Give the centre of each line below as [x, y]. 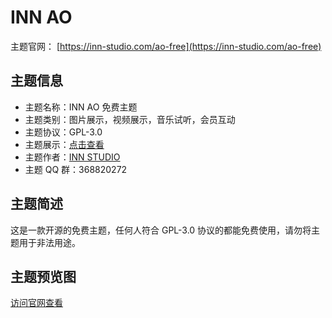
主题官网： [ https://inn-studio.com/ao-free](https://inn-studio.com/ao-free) [166, 46]
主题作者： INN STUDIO [72, 157]
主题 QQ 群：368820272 [76, 169]
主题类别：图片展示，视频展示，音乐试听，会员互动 [130, 119]
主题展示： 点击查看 [64, 144]
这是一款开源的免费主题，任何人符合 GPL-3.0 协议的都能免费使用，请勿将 [161, 230]
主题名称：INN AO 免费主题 [81, 107]
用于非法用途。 [49, 242]
